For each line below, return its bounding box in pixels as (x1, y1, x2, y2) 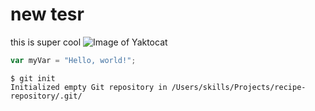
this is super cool (10, 36, 82, 48)
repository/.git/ (10, 91, 83, 101)
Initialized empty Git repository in (10, 82, 168, 92)
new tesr (10, 3, 85, 26)
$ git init (10, 73, 56, 83)
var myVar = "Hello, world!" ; (10, 55, 137, 65)
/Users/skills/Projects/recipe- (171, 82, 307, 92)
